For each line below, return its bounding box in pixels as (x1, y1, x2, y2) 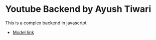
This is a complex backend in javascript (5, 20, 87, 26)
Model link (12, 29, 34, 35)
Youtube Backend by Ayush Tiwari (5, 3, 151, 15)
